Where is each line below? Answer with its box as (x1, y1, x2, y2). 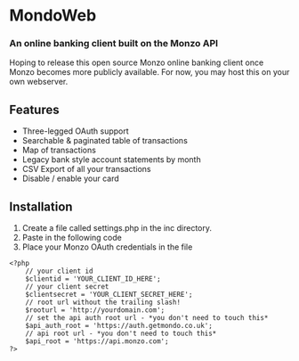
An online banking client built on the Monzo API (9, 37, 219, 50)
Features (9, 102, 60, 117)
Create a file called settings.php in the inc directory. (21, 223, 212, 234)
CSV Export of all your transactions (21, 164, 151, 175)
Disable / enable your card (21, 173, 120, 184)
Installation (9, 199, 73, 214)
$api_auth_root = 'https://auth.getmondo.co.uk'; (25, 322, 214, 331)
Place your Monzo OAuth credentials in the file (21, 242, 193, 252)
